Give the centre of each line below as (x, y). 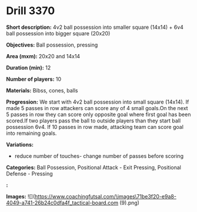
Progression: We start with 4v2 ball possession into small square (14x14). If (98, 102)
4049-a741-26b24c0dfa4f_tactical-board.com (62, 203)
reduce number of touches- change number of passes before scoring (99, 156)
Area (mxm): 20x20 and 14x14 (43, 56)
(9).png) (130, 203)
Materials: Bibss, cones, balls (42, 90)
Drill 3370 (31, 11)
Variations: (20, 144)
